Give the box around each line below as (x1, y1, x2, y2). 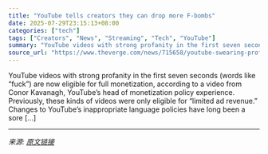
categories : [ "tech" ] (8, 26, 81, 34)
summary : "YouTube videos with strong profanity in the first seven (8, 41, 241, 49)
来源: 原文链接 (8, 137, 54, 146)
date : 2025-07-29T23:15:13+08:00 (8, 19, 120, 27)
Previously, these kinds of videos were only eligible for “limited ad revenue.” (8, 97, 258, 105)
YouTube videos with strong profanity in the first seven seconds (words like (8, 71, 256, 80)
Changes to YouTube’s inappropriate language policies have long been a (8, 105, 246, 114)
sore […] (8, 113, 37, 122)
